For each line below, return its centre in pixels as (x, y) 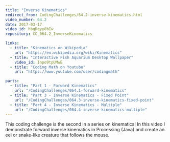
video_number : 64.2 (26, 19)
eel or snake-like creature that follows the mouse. (57, 135)
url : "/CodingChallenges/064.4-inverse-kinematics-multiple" (81, 110)
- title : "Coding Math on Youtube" (48, 67)
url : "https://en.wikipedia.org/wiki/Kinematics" (68, 53)
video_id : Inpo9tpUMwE (39, 62)
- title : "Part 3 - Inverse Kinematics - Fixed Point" (69, 95)
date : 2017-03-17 (24, 24)
